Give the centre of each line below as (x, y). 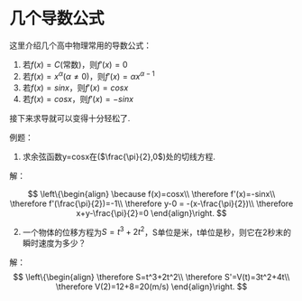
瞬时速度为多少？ (54, 243)
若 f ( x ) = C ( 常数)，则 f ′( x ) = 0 (75, 64)
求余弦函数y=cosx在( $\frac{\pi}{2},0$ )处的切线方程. (119, 156)
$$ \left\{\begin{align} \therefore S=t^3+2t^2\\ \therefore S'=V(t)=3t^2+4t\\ (151, 277)
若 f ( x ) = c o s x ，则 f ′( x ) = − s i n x (78, 99)
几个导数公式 (57, 19)
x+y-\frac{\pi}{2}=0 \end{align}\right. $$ (151, 212)
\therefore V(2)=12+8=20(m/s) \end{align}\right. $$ (151, 287)
